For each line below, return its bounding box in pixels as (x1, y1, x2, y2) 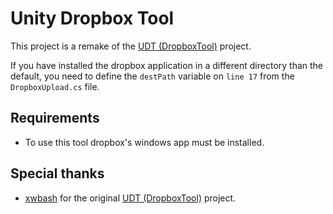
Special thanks (10, 165, 105, 182)
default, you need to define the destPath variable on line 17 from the (10, 70, 295, 82)
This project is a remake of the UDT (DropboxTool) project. (10, 40, 252, 52)
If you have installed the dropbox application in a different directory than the (10, 59, 324, 71)
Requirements (10, 110, 100, 127)
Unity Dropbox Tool (10, 7, 175, 30)
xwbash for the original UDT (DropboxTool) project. (24, 192, 237, 204)
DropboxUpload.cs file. (10, 80, 100, 92)
